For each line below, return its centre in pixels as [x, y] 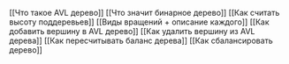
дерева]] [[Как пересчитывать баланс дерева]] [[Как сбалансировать [141, 40]
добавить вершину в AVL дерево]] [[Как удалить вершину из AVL [132, 31]
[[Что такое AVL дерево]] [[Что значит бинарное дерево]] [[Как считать [144, 13]
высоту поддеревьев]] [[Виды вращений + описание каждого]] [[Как [139, 22]
